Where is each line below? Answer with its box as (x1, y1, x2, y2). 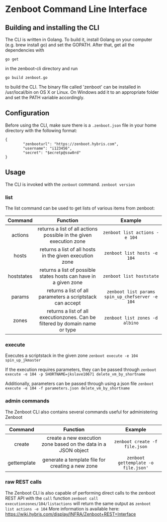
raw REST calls (5, 479, 42, 486)
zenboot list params (106, 289, 156, 295)
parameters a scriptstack (38, 293, 97, 300)
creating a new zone (50, 462, 98, 469)
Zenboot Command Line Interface (5, 3, 148, 15)
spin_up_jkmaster (5, 358, 41, 363)
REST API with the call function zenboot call (5, 495, 98, 501)
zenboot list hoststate (102, 273, 159, 279)
